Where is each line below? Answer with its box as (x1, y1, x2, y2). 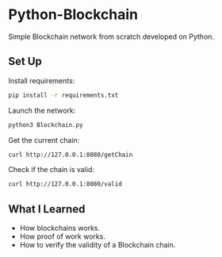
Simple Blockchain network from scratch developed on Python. (8, 32, 215, 41)
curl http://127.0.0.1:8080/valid (8, 180, 123, 188)
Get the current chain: (8, 135, 80, 144)
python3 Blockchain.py (8, 121, 83, 128)
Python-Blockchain (8, 6, 139, 24)
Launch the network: (8, 105, 76, 115)
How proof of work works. (19, 232, 105, 241)
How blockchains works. (19, 224, 101, 233)
